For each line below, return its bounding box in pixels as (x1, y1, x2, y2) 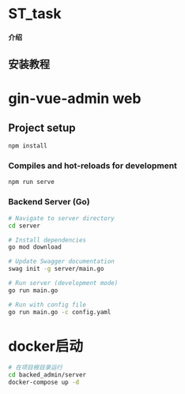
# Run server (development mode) (8, 280, 119, 287)
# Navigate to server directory (8, 214, 115, 222)
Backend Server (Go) (8, 197, 90, 208)
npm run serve (8, 178, 55, 186)
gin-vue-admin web (8, 90, 142, 107)
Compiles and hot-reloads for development (8, 160, 178, 171)
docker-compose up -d (8, 378, 80, 387)
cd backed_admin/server (8, 371, 87, 379)
